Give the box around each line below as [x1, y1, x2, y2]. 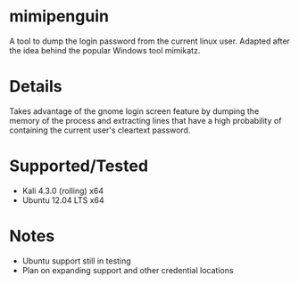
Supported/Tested [9, 156, 149, 176]
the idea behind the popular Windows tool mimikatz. [9, 45, 201, 55]
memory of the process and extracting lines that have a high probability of [9, 115, 282, 126]
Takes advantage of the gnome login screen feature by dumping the [9, 105, 260, 117]
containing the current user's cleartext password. [9, 125, 191, 135]
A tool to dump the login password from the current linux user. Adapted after [9, 36, 290, 46]
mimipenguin [9, 6, 110, 27]
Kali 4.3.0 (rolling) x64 [21, 185, 104, 196]
